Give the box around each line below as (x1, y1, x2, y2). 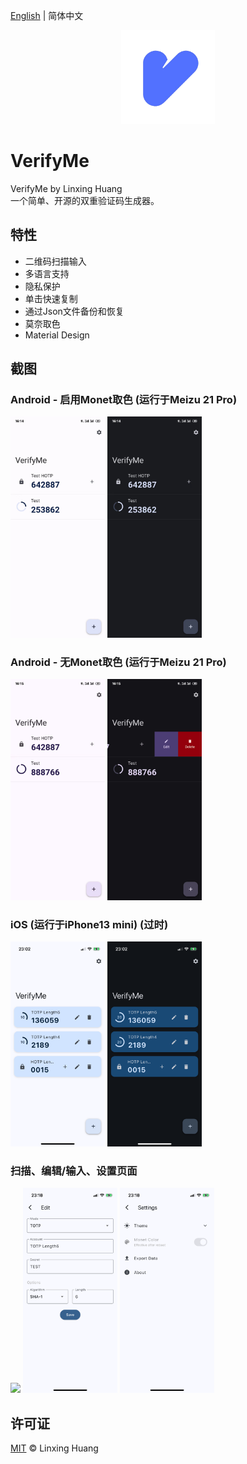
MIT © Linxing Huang (10, 1442, 99, 1454)
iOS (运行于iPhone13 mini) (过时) (10, 917, 169, 931)
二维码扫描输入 (24, 255, 87, 267)
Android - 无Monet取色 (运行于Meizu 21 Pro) (10, 655, 227, 669)
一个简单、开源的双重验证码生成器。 (10, 194, 160, 206)
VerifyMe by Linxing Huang (10, 182, 123, 194)
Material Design (24, 329, 90, 341)
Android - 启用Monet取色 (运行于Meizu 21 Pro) (10, 393, 238, 407)
